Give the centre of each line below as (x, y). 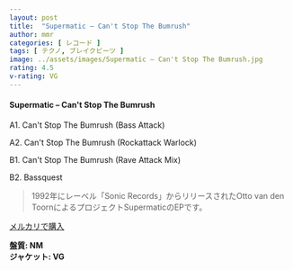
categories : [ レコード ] (55, 43)
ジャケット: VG (37, 256)
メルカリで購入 (37, 226)
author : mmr (31, 34)
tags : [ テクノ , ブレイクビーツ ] (67, 51)
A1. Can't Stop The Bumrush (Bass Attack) (87, 125)
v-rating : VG (34, 76)
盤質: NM (26, 245)
